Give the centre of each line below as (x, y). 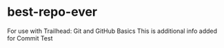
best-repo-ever (52, 12)
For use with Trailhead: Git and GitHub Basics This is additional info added (112, 31)
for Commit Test (30, 38)
